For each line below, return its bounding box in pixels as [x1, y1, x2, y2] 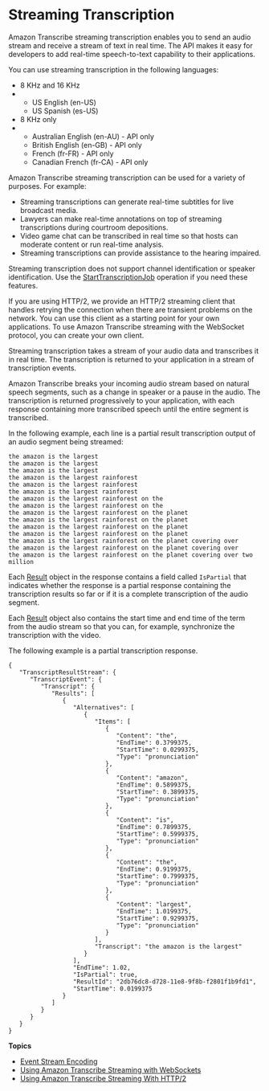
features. [8, 280, 39, 290]
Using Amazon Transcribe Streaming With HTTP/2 [19, 1073, 187, 1083]
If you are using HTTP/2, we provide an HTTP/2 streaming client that [8, 296, 235, 306]
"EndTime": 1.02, [72, 963, 131, 971]
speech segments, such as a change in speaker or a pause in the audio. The [8, 387, 261, 397]
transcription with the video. [8, 630, 102, 639]
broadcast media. [19, 205, 79, 215]
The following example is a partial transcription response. [8, 645, 198, 656]
